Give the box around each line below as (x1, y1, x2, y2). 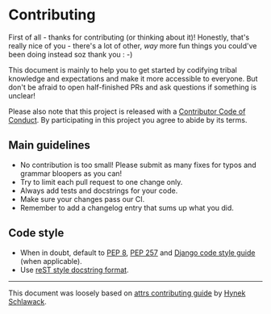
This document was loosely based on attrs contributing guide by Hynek (8, 288, 246, 298)
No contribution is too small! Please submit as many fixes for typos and (19, 160, 256, 170)
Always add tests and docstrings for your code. (19, 186, 178, 195)
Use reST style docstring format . (19, 265, 129, 274)
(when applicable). (19, 256, 82, 266)
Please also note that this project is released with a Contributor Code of (8, 107, 246, 116)
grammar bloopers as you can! (19, 168, 123, 178)
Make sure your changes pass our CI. (19, 194, 145, 203)
